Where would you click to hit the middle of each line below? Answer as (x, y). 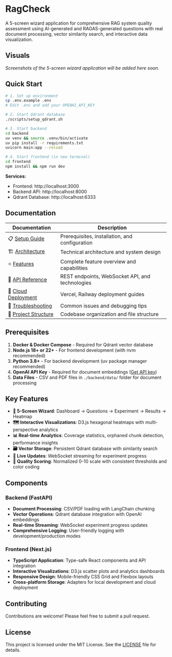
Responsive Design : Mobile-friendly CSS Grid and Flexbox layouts (83, 577)
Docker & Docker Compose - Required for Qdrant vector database (83, 344)
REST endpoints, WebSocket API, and (105, 276)
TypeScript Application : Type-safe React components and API (79, 560)
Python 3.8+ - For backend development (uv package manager (80, 361)
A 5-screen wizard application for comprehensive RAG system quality (79, 23)
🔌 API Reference (27, 279)
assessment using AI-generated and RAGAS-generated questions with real (84, 28)
